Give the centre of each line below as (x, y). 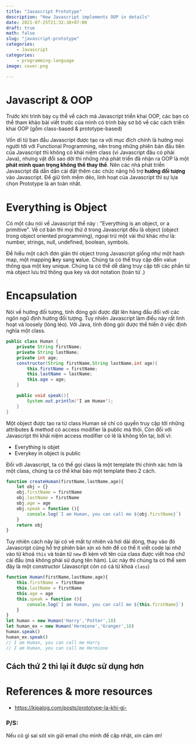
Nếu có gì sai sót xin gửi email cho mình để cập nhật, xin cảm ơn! (84, 736)
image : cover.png (27, 66)
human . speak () (23, 632)
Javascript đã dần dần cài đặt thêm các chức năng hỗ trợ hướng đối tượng (96, 171)
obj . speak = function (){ (48, 508)
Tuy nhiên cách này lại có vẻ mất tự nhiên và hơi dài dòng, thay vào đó (91, 542)
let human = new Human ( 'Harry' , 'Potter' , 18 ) (61, 621)
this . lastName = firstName (49, 588)
